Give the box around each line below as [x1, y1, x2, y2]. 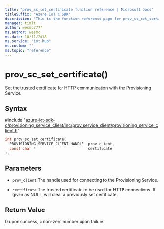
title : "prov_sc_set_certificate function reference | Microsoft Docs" [5, 7, 154, 12]
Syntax [5, 104, 27, 113]
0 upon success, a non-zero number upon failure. [5, 219, 105, 225]
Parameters [5, 164, 41, 172]
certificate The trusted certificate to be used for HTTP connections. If [12, 186, 156, 192]
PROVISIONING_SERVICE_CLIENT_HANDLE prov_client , [9, 142, 115, 147]
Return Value [5, 206, 45, 214]
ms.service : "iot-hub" [5, 39, 51, 44]
